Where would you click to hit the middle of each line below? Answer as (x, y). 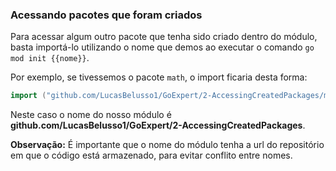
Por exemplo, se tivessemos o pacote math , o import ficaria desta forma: (159, 77)
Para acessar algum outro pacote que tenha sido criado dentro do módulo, (164, 37)
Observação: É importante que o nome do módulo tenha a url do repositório (167, 145)
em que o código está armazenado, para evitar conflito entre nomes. (151, 155)
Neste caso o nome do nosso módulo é (91, 115)
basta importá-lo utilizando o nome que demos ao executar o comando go (162, 47)
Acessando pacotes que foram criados (106, 15)
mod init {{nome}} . (50, 58)
